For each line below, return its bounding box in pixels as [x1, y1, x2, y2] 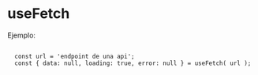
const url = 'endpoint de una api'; [14, 52, 135, 60]
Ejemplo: [7, 30, 36, 40]
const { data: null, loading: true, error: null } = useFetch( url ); [14, 59, 252, 67]
